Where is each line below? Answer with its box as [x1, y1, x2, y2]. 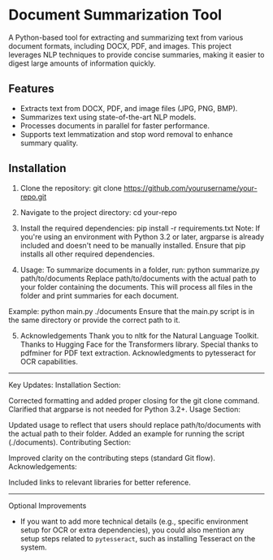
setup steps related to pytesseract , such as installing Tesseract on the [19, 533, 256, 543]
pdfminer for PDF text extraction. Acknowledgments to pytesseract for [19, 347, 257, 358]
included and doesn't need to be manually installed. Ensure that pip [19, 240, 246, 250]
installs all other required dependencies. [19, 249, 155, 259]
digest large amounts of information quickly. [8, 58, 156, 68]
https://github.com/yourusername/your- [123, 183, 258, 192]
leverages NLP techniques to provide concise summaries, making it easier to [8, 50, 265, 59]
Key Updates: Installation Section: [8, 380, 121, 390]
